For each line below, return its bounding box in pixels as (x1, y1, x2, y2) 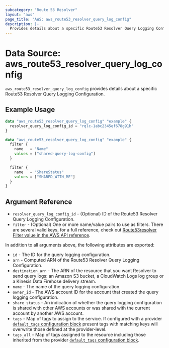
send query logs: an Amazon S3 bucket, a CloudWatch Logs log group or (12, 273, 164, 279)
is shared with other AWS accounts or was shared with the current (12, 305, 150, 311)
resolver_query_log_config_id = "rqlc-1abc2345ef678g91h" (10, 124, 134, 129)
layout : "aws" (5, 12, 35, 17)
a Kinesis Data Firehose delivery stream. (12, 278, 97, 284)
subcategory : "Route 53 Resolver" (5, 7, 78, 13)
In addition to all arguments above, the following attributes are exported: (5, 242, 155, 248)
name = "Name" (14, 147, 49, 152)
